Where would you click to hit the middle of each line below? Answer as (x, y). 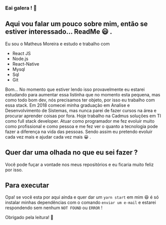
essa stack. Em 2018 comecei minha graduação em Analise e (68, 105)
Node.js (20, 59)
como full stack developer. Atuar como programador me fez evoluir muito (80, 121)
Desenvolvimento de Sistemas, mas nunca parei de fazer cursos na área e (81, 110)
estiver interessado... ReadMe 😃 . (59, 32)
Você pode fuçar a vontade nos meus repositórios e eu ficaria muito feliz (80, 164)
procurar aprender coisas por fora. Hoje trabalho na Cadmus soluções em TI (83, 116)
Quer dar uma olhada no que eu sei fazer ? (71, 153)
